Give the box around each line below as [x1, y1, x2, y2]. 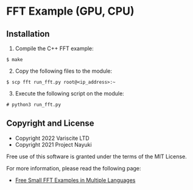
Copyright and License [6, 118, 94, 129]
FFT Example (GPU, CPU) [6, 4, 135, 18]
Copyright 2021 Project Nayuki [15, 141, 93, 148]
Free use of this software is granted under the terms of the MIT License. [6, 153, 187, 160]
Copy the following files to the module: [15, 67, 113, 75]
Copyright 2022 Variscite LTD [15, 134, 89, 142]
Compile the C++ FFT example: [15, 45, 94, 52]
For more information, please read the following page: [6, 164, 141, 172]
